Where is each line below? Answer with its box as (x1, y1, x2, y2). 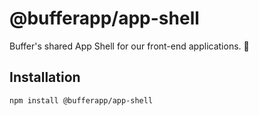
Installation (9, 69, 81, 86)
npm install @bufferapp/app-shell (9, 95, 154, 106)
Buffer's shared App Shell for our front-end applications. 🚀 (9, 40, 250, 52)
